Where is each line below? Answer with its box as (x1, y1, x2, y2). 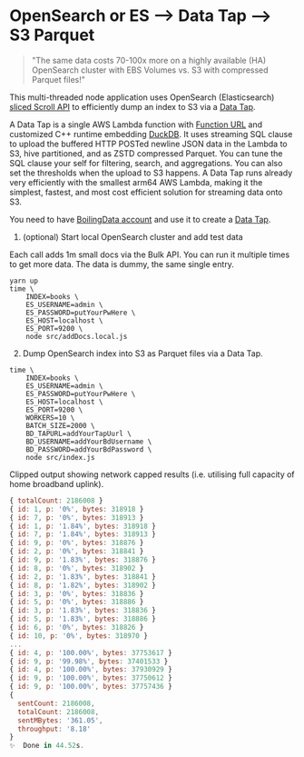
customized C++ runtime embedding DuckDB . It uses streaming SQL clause (9, 128, 293, 139)
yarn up (9, 276, 39, 285)
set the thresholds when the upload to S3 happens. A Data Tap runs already (9, 167, 293, 178)
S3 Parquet (9, 25, 95, 45)
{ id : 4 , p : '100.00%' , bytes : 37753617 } (9, 648, 172, 657)
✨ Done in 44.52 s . (9, 742, 84, 751)
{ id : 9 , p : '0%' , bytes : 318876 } (9, 538, 144, 548)
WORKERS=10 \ (25, 413, 75, 423)
